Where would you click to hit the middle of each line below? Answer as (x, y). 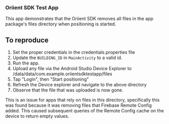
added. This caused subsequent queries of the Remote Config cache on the (84, 111)
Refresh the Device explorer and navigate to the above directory (80, 85)
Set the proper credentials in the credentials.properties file (74, 52)
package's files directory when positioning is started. (61, 24)
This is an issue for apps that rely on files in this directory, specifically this (82, 100)
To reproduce (27, 40)
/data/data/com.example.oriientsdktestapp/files (62, 74)
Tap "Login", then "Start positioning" (51, 79)
